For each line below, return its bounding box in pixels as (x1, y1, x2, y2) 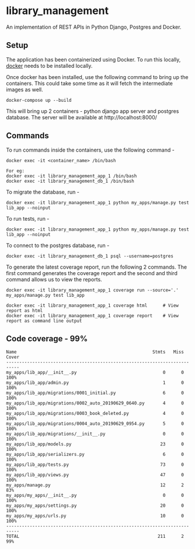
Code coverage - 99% (6, 334, 88, 344)
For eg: (6, 168, 25, 174)
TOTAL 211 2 (6, 534, 184, 540)
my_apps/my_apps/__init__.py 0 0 (6, 493, 184, 499)
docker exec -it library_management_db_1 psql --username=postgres (6, 253, 174, 259)
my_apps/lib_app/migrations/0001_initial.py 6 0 (6, 390, 184, 396)
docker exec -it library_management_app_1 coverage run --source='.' (6, 287, 179, 293)
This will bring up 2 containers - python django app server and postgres (6, 107, 179, 115)
